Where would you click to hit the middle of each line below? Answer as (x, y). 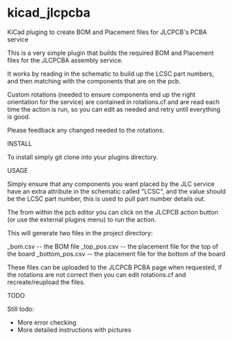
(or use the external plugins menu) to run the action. (82, 219)
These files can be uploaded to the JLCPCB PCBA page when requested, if (115, 267)
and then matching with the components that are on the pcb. (94, 81)
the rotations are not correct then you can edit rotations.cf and (97, 274)
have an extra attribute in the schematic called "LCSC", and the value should (116, 191)
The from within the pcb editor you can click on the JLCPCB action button (113, 212)
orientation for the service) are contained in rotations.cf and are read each (114, 101)
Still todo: (21, 309)
